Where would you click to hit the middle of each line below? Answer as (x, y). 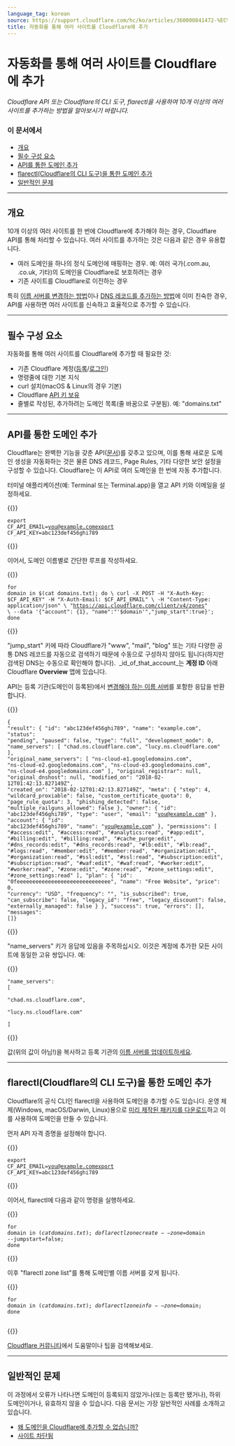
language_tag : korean (39, 14)
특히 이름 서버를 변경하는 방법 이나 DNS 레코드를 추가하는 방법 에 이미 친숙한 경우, (117, 296)
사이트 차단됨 (35, 1435)
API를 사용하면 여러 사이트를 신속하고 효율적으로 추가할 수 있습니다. (99, 305)
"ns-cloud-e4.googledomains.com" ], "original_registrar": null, (104, 772)
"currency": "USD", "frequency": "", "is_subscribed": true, (98, 894)
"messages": (24, 913)
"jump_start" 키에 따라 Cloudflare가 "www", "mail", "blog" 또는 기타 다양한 (111, 646)
